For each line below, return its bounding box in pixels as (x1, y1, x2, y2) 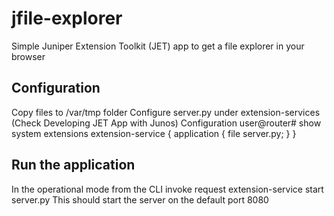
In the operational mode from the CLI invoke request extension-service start (11, 183, 324, 195)
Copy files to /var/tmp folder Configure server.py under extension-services (11, 106, 321, 118)
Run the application (11, 157, 136, 174)
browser (11, 50, 46, 62)
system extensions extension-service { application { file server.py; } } (11, 127, 297, 139)
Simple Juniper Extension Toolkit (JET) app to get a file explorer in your (11, 40, 305, 52)
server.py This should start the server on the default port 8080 (11, 193, 269, 206)
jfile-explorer (11, 7, 123, 30)
